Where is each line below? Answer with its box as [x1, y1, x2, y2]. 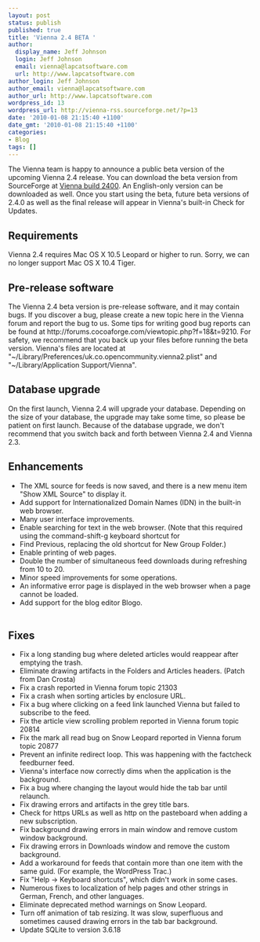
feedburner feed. [19, 758, 75, 768]
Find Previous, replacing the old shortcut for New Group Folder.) [19, 539, 227, 548]
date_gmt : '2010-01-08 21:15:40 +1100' [8, 121, 139, 129]
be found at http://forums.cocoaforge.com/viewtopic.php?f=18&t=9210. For [8, 327, 251, 336]
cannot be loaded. [19, 589, 79, 599]
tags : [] [8, 143, 37, 151]
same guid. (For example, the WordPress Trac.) [19, 867, 172, 876]
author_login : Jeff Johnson [8, 77, 100, 85]
